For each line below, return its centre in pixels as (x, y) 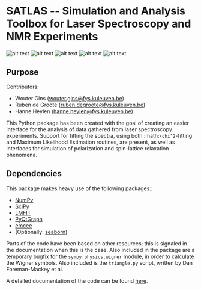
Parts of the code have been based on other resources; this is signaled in (97, 243)
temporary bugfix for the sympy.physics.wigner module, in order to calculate (100, 256)
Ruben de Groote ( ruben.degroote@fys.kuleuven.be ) (80, 105)
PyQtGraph (29, 219)
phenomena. (22, 155)
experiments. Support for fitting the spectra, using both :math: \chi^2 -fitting (99, 135)
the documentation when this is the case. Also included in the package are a (100, 250)
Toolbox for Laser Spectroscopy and (99, 24)
